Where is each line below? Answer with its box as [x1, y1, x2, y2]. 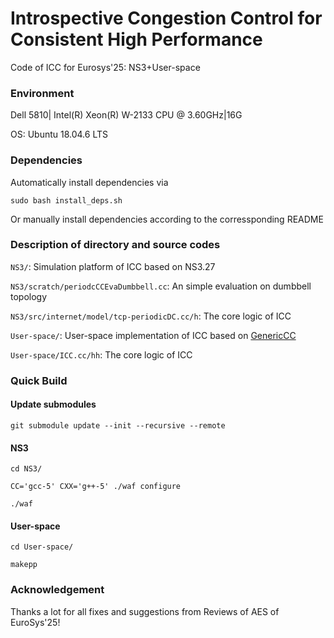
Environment [10, 86, 75, 100]
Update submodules [10, 398, 97, 411]
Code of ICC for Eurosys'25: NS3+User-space [10, 61, 201, 73]
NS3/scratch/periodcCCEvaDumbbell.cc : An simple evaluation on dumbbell [10, 280, 312, 292]
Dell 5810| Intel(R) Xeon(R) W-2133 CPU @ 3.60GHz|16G [10, 109, 243, 121]
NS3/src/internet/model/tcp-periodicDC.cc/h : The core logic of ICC [10, 310, 292, 322]
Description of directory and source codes [10, 238, 221, 252]
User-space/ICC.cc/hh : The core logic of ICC [10, 348, 193, 361]
